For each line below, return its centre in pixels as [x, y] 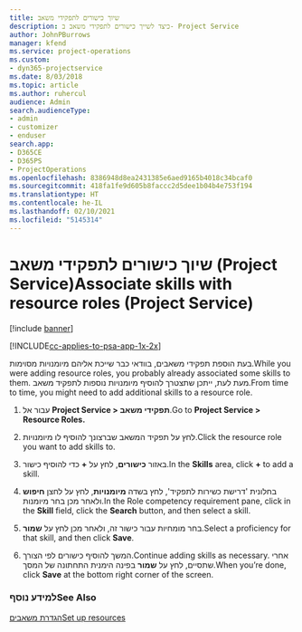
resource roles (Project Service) [132, 303]
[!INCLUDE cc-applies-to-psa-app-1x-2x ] [85, 346]
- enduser [28, 136]
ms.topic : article [44, 85]
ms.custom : [30, 60]
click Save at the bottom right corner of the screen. [118, 574]
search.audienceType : [50, 110]
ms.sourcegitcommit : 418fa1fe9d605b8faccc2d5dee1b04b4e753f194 [131, 187]
